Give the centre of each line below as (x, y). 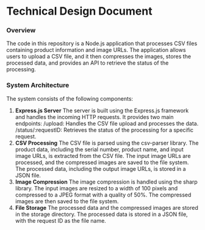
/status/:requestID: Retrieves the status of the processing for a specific (104, 130)
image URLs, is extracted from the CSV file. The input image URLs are (103, 156)
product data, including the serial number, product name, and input (99, 149)
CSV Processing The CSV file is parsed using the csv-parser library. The (107, 143)
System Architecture (38, 85)
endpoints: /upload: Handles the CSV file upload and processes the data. (107, 123)
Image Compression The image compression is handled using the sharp (106, 182)
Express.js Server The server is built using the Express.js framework (102, 110)
